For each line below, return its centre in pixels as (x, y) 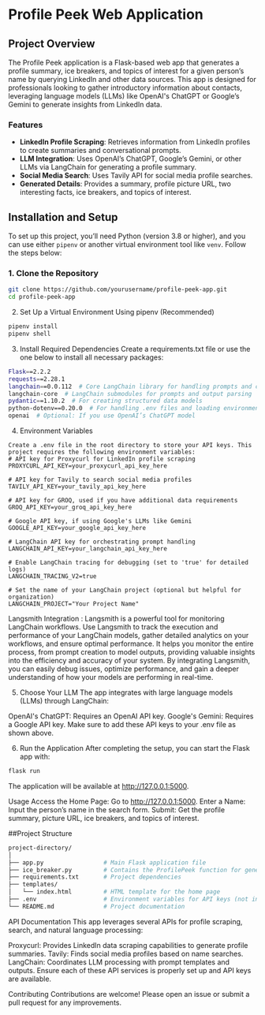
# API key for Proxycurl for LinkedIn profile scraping (102, 459)
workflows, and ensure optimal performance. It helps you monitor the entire (131, 644)
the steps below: (35, 253)
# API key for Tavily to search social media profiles (100, 480)
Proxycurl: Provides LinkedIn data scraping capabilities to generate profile (128, 945)
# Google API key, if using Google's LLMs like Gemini (100, 521)
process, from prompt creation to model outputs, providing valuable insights (132, 652)
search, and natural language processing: (76, 930)
